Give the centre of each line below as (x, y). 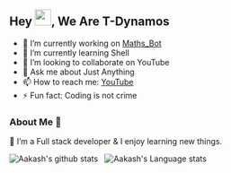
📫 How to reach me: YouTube (78, 82)
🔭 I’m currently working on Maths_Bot (92, 43)
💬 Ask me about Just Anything (78, 72)
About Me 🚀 (36, 122)
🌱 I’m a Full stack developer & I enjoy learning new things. (116, 142)
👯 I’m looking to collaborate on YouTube (96, 62)
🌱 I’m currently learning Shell (76, 52)
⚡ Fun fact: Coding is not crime (80, 95)
